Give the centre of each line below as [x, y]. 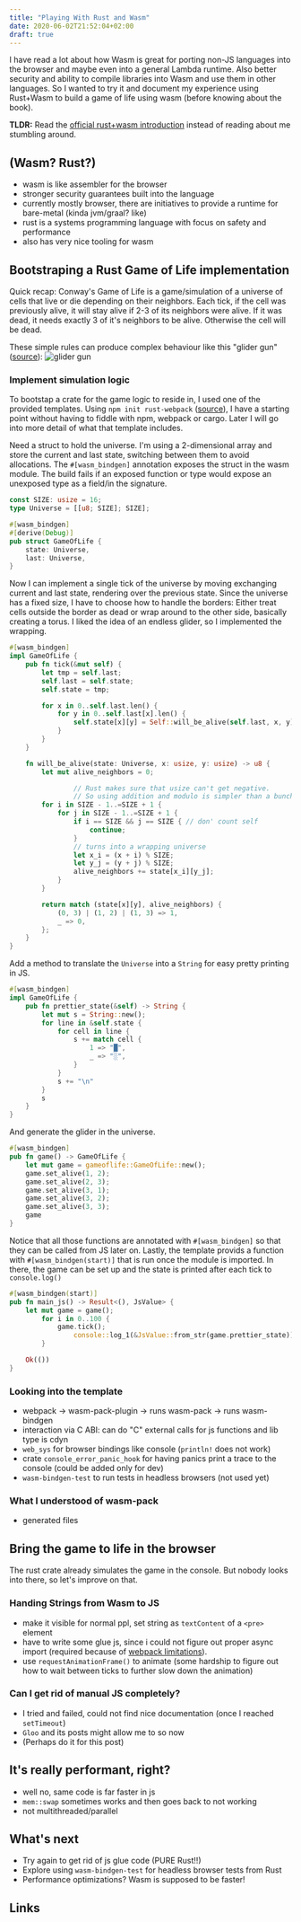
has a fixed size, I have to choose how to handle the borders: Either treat [143, 603]
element [37, 1632]
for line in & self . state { [92, 1023]
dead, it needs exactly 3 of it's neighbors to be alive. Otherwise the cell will [148, 320]
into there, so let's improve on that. [74, 1580]
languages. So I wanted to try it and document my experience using [134, 88]
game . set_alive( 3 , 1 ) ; [68, 1190]
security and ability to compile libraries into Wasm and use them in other [142, 79]
